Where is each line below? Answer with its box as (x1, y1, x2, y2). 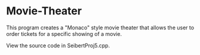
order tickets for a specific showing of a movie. (6, 30, 122, 37)
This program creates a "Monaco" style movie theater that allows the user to (6, 24, 195, 31)
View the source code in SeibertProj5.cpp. (6, 42, 110, 49)
